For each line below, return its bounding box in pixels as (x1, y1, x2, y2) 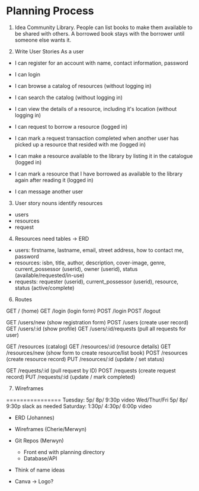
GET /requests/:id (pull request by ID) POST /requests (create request (6, 366, 176, 374)
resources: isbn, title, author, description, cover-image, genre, (14, 259, 166, 266)
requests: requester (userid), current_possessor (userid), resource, (14, 278, 179, 285)
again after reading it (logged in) (14, 176, 94, 183)
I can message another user (14, 188, 84, 195)
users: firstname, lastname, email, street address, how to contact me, (14, 246, 184, 253)
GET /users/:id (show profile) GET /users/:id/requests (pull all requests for (6, 325, 187, 332)
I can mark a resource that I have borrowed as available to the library (14, 170, 182, 177)
